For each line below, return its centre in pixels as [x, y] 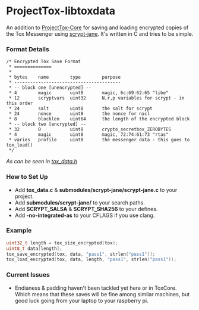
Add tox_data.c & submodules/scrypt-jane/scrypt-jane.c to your [96, 190]
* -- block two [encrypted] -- [47, 124]
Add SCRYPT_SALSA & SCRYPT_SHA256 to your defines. [86, 209]
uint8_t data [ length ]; [34, 249]
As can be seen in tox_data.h [42, 162]
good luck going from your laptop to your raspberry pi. [81, 300]
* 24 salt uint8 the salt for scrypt [80, 108]
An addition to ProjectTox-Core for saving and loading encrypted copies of [97, 27]
